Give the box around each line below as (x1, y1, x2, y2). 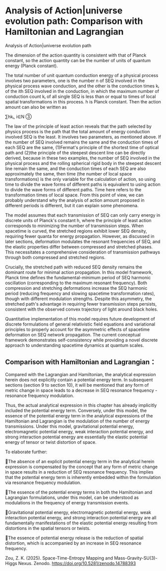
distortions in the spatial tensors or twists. (5, 525, 91, 531)
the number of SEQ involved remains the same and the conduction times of (5, 139, 159, 145)
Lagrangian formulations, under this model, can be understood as (5, 494, 139, 500)
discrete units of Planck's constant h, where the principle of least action (5, 217, 152, 223)
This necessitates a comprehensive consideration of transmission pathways (5, 249, 160, 255)
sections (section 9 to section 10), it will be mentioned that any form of (5, 382, 149, 388)
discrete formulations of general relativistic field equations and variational (5, 321, 155, 327)
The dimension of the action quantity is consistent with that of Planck (5, 52, 147, 58)
